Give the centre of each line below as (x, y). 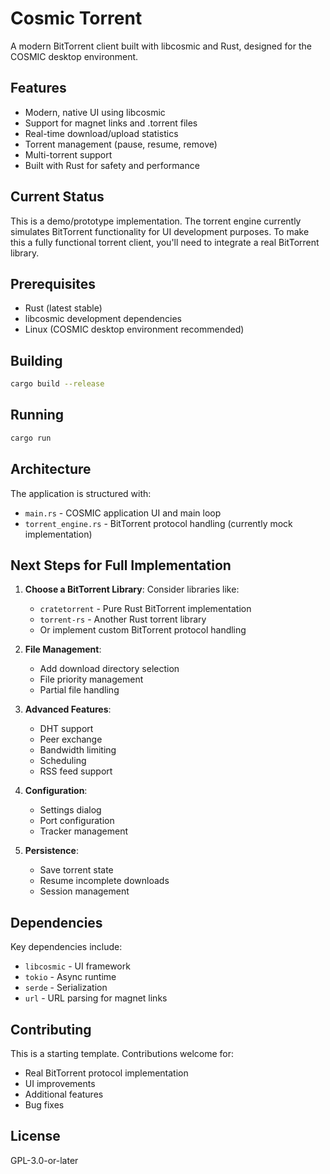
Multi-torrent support (68, 154)
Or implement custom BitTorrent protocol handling (143, 630)
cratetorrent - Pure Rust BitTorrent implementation (145, 609)
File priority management (91, 679)
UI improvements (60, 1083)
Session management (84, 891)
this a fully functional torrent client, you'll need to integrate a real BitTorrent (165, 242)
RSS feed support (76, 771)
